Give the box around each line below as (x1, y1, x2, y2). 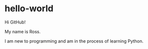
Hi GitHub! (4, 19, 26, 25)
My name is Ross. (4, 28, 41, 34)
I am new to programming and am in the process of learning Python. (4, 38, 144, 44)
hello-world (4, 3, 54, 14)
